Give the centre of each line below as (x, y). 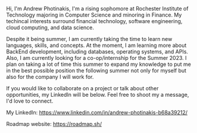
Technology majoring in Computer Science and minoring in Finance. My (94, 15)
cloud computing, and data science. (50, 27)
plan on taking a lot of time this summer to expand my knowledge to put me (99, 64)
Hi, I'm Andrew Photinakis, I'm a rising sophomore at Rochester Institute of (97, 9)
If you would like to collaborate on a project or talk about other (82, 88)
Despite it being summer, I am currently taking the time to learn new (89, 39)
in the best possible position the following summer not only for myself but (96, 70)
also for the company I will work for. (50, 77)
